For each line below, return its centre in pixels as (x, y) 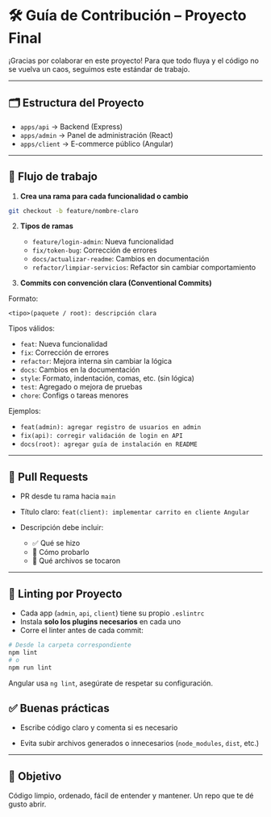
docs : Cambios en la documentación (80, 370)
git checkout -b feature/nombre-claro (73, 211)
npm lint (23, 652)
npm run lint (30, 667)
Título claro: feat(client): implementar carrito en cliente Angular (135, 512)
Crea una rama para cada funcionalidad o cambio (104, 196)
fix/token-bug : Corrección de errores (94, 250)
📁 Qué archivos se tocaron (76, 561)
